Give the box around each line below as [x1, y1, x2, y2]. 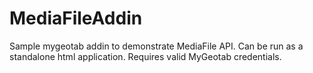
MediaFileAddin [9, 7, 143, 30]
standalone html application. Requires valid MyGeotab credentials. [9, 50, 282, 62]
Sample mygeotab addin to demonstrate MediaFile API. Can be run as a [9, 40, 304, 52]
